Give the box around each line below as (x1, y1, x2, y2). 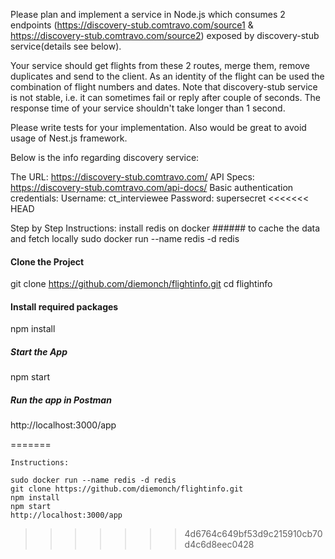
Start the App (10, 346, 68, 358)
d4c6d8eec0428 (184, 539, 255, 551)
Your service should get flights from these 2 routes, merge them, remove (10, 60, 311, 71)
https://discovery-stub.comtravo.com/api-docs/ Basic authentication (10, 182, 294, 193)
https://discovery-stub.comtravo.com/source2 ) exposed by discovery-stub (10, 30, 320, 41)
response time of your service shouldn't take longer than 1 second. (10, 102, 286, 114)
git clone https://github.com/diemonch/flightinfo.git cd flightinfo (10, 278, 273, 290)
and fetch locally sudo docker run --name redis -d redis (10, 233, 240, 244)
